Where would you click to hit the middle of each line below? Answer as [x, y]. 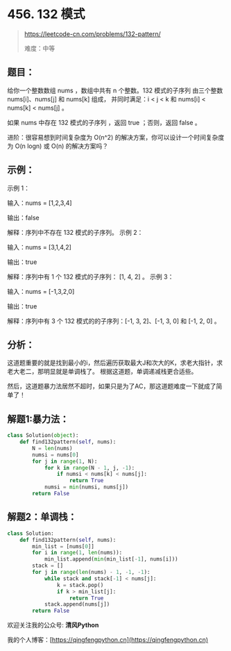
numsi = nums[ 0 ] [55, 455]
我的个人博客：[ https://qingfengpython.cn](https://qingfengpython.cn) [108, 640]
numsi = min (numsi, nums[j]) [86, 487]
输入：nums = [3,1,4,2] [39, 247]
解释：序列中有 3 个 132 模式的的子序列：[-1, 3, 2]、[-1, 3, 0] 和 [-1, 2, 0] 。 [114, 321]
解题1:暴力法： [38, 419]
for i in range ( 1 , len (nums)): [77, 553]
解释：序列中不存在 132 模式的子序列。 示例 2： [75, 232]
